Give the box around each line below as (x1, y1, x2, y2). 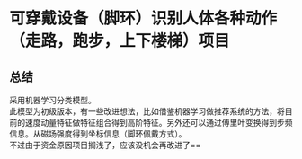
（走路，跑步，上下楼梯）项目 (9, 31, 231, 51)
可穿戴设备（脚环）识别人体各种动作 (9, 8, 278, 29)
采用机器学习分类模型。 (9, 95, 96, 105)
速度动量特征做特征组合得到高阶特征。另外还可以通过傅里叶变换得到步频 (24, 118, 293, 128)
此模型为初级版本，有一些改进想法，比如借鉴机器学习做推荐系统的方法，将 (9, 106, 285, 117)
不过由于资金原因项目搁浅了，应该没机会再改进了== (9, 140, 201, 150)
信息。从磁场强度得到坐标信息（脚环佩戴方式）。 (9, 128, 187, 139)
